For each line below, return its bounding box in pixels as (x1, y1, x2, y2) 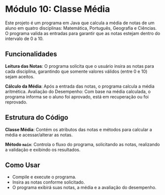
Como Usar (5, 161, 40, 169)
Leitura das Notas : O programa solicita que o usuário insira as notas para (5, 63, 154, 69)
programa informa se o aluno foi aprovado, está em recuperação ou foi (5, 94, 149, 99)
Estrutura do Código (5, 113, 68, 122)
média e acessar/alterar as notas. (5, 132, 73, 138)
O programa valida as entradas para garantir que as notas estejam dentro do (5, 30, 161, 36)
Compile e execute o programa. (12, 174, 76, 180)
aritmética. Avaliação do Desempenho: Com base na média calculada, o (5, 88, 151, 95)
